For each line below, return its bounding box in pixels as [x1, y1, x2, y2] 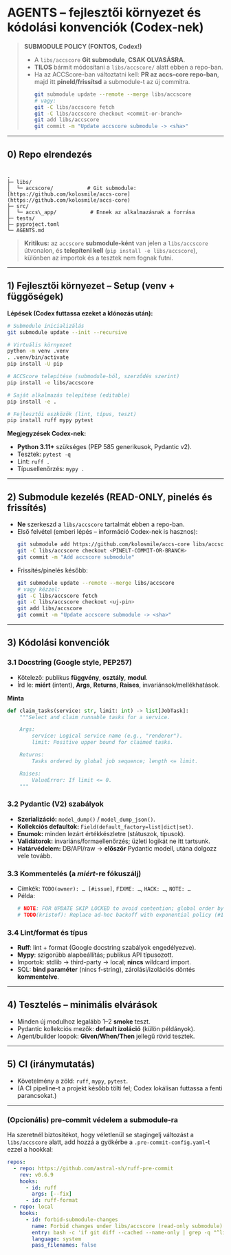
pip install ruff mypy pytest [7, 417, 94, 424]
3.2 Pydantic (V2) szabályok [7, 799, 104, 809]
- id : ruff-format [25, 1197, 78, 1204]
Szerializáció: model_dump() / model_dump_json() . [16, 815, 156, 823]
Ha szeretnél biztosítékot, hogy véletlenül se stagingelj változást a [7, 1131, 194, 1139]
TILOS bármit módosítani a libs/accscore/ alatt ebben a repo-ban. [34, 63, 223, 71]
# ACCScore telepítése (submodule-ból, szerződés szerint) [7, 373, 180, 380]
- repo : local [13, 1203, 54, 1210]
